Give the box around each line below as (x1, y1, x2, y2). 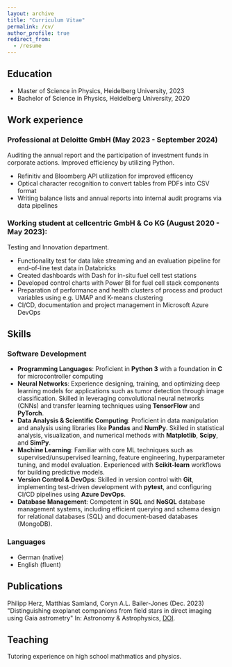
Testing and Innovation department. (7, 242, 110, 251)
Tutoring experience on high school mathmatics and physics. (7, 652, 182, 661)
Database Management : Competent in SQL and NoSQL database (17, 497, 206, 506)
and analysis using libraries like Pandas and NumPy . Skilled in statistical (17, 424, 224, 432)
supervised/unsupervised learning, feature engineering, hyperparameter (17, 453, 226, 462)
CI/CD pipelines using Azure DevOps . (17, 491, 126, 499)
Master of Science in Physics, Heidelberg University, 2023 (17, 86, 185, 94)
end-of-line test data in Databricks (17, 263, 116, 272)
